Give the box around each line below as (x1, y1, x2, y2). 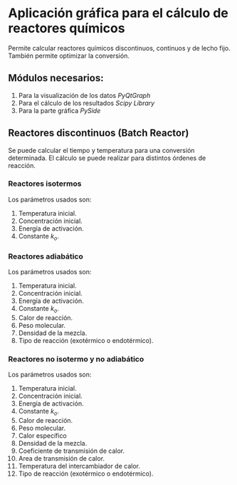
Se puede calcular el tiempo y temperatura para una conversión (8, 146, 195, 154)
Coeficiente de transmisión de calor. (18, 446, 125, 455)
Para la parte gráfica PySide (18, 106, 101, 115)
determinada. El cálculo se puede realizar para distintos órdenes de (8, 154, 206, 162)
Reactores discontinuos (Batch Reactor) (8, 127, 189, 139)
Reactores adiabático (8, 251, 84, 261)
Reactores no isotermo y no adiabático (8, 354, 144, 364)
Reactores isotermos (8, 179, 82, 189)
